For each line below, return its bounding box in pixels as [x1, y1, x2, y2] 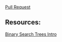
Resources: [5, 18, 41, 26]
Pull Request [5, 4, 31, 10]
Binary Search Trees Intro [5, 31, 57, 37]
